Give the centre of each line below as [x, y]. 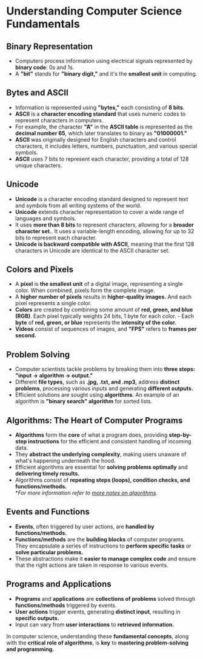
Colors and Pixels [40, 270]
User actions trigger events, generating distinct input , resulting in [98, 611]
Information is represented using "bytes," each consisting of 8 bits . [100, 107]
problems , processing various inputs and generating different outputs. [104, 388]
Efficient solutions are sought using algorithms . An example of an [97, 395]
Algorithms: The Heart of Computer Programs [95, 420]
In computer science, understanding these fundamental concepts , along [98, 636]
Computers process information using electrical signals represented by [104, 61]
